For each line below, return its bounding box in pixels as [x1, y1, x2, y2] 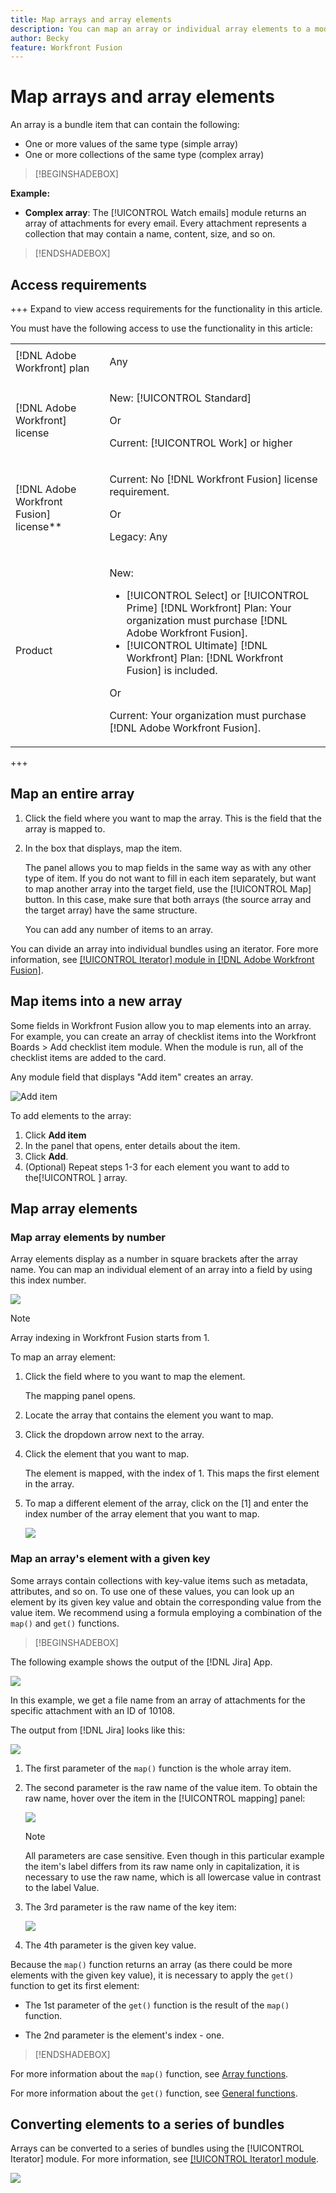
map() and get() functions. [10, 1617, 120, 1629]
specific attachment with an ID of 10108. [10, 1704, 175, 1716]
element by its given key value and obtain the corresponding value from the [10, 1596, 322, 1608]
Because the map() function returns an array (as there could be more [10, 1958, 293, 1970]
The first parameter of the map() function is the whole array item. [24, 1762, 292, 1774]
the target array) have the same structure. [24, 904, 198, 916]
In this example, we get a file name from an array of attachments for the [10, 1694, 306, 1706]
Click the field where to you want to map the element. [24, 1371, 246, 1383]
